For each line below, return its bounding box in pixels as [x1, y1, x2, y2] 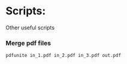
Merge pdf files [5, 39, 52, 47]
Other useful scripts [5, 24, 55, 31]
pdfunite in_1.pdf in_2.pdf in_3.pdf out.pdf [5, 53, 121, 59]
